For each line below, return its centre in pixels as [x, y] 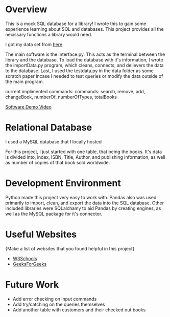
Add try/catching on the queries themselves [59, 304]
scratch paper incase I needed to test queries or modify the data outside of [84, 76]
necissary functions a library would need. [49, 34]
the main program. [25, 81]
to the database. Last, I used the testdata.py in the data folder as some [80, 71]
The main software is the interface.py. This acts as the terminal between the [85, 54]
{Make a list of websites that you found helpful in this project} [70, 248]
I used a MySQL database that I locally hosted [54, 141]
